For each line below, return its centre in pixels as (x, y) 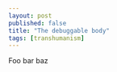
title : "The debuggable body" (59, 30)
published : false (38, 23)
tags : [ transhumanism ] (46, 38)
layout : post (30, 16)
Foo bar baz (28, 61)
